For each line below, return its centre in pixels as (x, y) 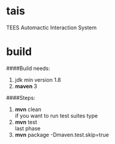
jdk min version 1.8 (38, 79)
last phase (28, 128)
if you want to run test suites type (56, 115)
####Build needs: (28, 68)
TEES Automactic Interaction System (52, 27)
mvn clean (28, 109)
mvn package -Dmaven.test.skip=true (62, 134)
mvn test (26, 122)
